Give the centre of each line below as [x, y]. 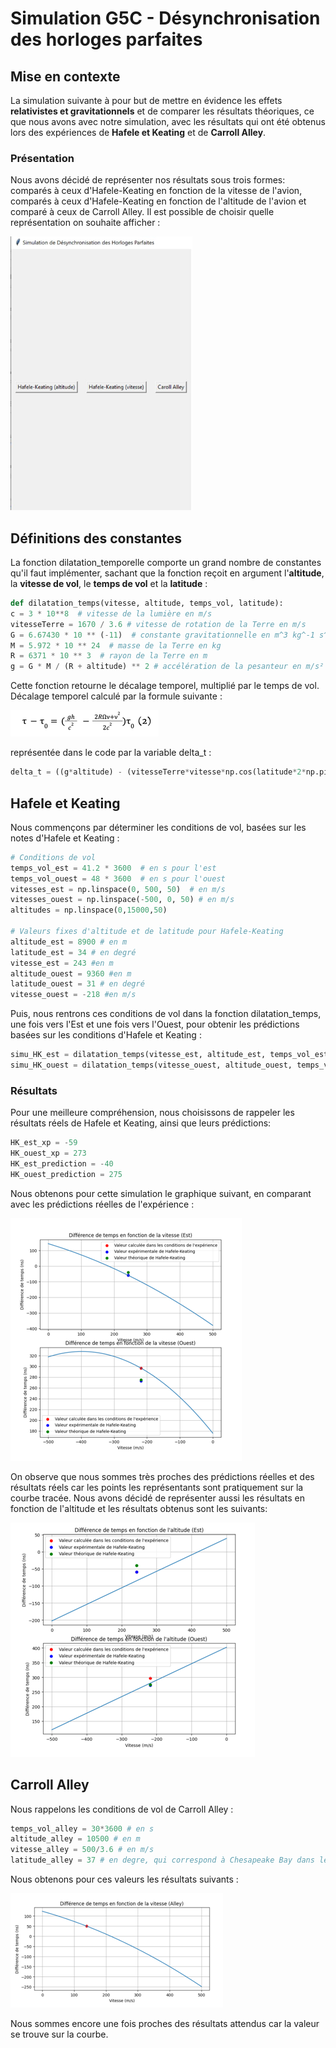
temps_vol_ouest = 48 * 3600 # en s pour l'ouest [118, 878]
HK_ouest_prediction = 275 [66, 1174]
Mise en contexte [65, 76]
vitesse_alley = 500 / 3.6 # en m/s [82, 1850]
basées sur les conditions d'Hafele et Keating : [106, 1035]
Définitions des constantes [96, 538]
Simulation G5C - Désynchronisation [165, 18]
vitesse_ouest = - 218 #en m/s [73, 995]
